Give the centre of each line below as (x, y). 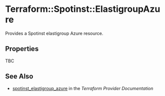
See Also (19, 76)
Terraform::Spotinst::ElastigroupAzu (83, 9)
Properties (22, 49)
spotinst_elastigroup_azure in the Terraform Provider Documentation (83, 88)
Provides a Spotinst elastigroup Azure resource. (54, 33)
